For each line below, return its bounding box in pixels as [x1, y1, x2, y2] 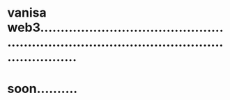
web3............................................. [7, 19, 224, 35]
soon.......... [7, 81, 78, 97]
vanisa [7, 5, 47, 21]
